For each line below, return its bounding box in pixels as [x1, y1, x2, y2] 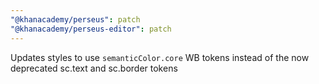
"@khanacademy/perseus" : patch [10, 14, 141, 25]
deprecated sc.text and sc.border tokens [10, 62, 178, 74]
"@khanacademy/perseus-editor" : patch [10, 24, 172, 34]
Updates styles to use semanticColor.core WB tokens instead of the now [10, 51, 310, 63]
